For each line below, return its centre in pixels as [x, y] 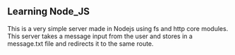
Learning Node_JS [49, 12]
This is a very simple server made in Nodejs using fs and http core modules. [118, 28]
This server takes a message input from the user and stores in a [100, 36]
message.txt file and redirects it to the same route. [80, 43]
